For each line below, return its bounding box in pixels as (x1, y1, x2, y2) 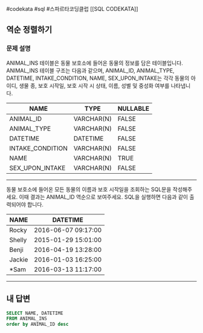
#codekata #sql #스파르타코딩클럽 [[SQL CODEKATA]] (6, 5, 138, 12)
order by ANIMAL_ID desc (6, 321, 69, 328)
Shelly (9, 236, 27, 244)
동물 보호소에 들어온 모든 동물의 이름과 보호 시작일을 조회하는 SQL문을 (6, 185, 172, 193)
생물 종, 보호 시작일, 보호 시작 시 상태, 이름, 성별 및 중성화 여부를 (19, 82, 170, 89)
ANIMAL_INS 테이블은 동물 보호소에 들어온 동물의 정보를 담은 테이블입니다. (6, 59, 183, 67)
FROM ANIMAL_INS (6, 315, 47, 322)
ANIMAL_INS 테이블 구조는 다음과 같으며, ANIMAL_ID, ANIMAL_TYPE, (6, 67, 175, 74)
